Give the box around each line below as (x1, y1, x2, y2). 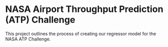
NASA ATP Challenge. (5, 36, 51, 42)
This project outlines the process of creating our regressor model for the (5, 30, 156, 36)
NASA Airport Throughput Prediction (5, 3, 163, 15)
